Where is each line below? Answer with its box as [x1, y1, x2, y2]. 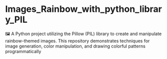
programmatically [5, 48, 41, 54]
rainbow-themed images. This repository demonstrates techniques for [5, 38, 150, 44]
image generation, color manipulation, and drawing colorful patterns [5, 43, 146, 49]
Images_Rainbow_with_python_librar [5, 3, 162, 15]
